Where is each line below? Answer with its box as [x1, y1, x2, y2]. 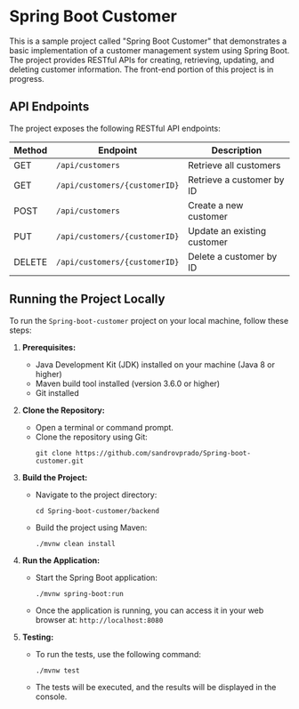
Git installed [35, 387, 80, 398]
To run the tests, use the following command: [35, 649, 202, 659]
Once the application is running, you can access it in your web [35, 605, 264, 616]
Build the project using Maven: [35, 522, 148, 533]
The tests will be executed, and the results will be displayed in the [35, 681, 277, 692]
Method [13, 144, 48, 157]
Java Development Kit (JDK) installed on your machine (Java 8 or [35, 359, 276, 370]
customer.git [35, 456, 85, 465]
